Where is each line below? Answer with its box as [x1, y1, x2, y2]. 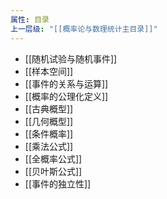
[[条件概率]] [24, 127, 74, 140]
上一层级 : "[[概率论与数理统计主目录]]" [10, 24, 158, 34]
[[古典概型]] [24, 102, 74, 115]
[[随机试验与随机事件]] [24, 52, 118, 65]
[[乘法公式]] [24, 140, 74, 152]
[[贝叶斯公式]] [24, 165, 83, 177]
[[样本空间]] [24, 65, 74, 77]
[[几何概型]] [24, 115, 74, 127]
